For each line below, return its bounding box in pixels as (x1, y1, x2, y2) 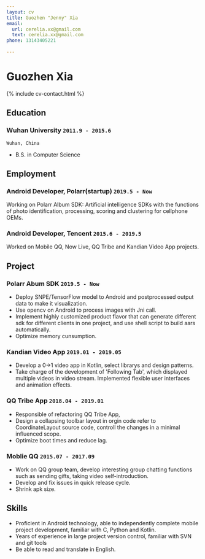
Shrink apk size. (15, 485, 56, 493)
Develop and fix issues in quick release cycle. (15, 479, 131, 487)
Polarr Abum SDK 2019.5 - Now (6, 279, 99, 288)
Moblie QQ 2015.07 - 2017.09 (6, 452, 95, 460)
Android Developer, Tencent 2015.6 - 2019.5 (6, 229, 142, 238)
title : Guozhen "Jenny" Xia (6, 15, 79, 21)
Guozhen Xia (6, 70, 74, 83)
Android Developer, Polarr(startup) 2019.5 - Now (6, 187, 152, 195)
